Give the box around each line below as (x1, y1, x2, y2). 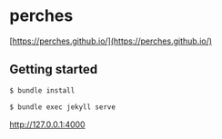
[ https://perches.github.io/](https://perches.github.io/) (9, 35, 212, 46)
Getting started (9, 62, 98, 77)
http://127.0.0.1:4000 (9, 119, 86, 130)
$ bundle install (9, 85, 76, 95)
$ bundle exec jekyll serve (9, 102, 116, 112)
